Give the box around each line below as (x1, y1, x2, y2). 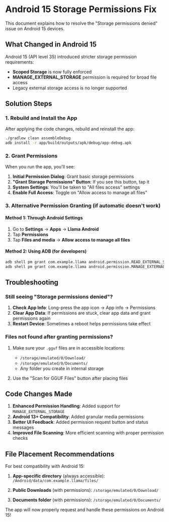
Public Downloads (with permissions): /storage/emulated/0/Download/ (12, 487, 159, 493)
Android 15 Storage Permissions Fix (5, 4, 157, 15)
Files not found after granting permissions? (5, 333, 113, 340)
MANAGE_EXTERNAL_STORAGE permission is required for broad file (12, 74, 157, 80)
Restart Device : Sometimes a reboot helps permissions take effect (12, 321, 151, 327)
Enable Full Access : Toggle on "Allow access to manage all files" (12, 190, 147, 196)
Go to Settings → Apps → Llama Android (12, 226, 99, 232)
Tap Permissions (12, 231, 49, 238)
